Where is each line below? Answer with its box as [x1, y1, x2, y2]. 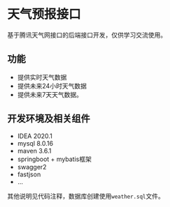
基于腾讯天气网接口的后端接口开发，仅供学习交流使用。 [7, 31, 167, 39]
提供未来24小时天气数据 [17, 82, 87, 90]
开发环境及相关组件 [7, 113, 90, 125]
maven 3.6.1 [17, 146, 52, 155]
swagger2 [17, 162, 47, 171]
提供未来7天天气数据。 [17, 90, 83, 98]
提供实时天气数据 [17, 72, 67, 81]
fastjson [17, 170, 41, 178]
